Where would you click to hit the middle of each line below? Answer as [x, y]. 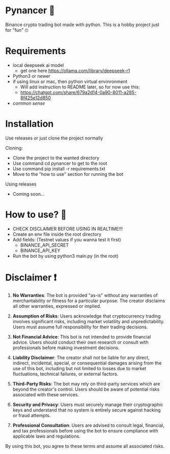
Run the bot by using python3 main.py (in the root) [65, 256]
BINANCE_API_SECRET [45, 245]
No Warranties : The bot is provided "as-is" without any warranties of [85, 295]
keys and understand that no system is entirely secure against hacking [87, 410]
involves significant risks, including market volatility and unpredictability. [89, 321]
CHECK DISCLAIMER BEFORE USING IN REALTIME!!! [68, 229]
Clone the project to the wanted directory [56, 157]
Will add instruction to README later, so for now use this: [80, 87]
